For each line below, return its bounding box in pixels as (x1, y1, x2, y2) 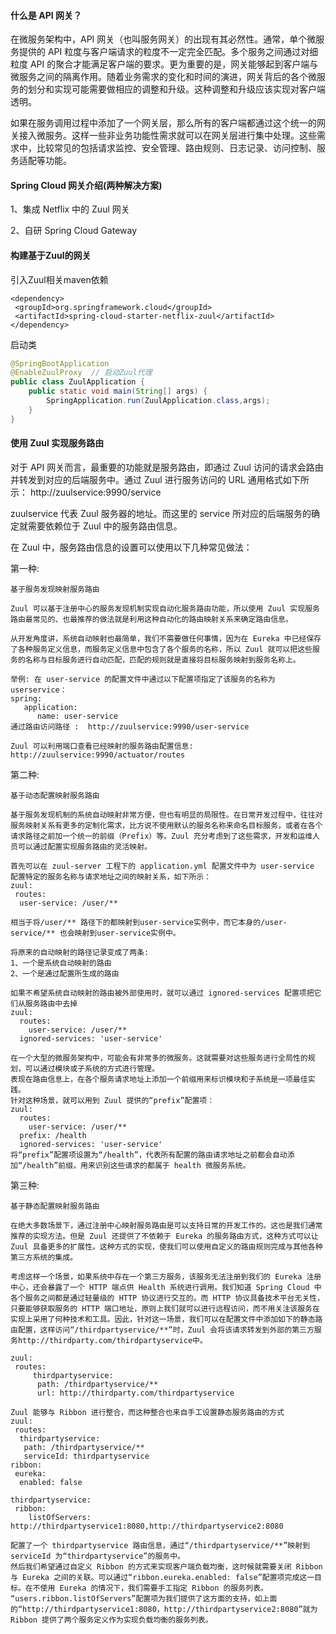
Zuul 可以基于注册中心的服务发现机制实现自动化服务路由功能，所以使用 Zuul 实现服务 (10, 603, 320, 614)
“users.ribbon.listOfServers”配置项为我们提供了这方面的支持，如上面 (10, 1593, 278, 1604)
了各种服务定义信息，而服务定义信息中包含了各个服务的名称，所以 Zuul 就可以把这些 (10, 644, 313, 654)
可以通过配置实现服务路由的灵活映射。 (17, 841, 152, 852)
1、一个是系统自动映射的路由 (10, 958, 112, 968)
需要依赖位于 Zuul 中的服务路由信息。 (27, 520, 183, 532)
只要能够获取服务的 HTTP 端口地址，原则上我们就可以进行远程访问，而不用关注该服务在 (10, 1303, 320, 1314)
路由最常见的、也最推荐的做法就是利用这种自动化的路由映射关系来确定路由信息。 (10, 614, 293, 624)
